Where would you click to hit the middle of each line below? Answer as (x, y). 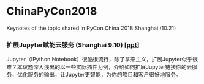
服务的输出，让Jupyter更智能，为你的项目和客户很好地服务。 (104, 75)
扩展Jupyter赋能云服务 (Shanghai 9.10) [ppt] (73, 45)
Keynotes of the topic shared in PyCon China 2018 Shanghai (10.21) (91, 28)
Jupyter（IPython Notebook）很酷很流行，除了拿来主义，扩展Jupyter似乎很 (102, 60)
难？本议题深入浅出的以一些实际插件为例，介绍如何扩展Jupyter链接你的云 (99, 67)
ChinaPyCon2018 (52, 11)
